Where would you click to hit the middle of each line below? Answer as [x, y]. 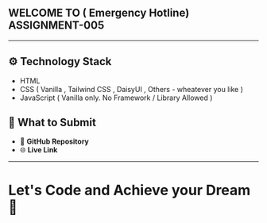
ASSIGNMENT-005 [56, 26]
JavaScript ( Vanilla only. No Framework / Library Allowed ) [116, 98]
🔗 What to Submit [52, 123]
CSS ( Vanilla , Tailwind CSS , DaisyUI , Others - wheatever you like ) [132, 89]
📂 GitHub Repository [54, 141]
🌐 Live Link [39, 150]
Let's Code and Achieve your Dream [130, 190]
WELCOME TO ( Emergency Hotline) [99, 13]
